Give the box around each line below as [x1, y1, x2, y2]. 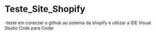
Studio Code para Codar [4, 25, 54, 31]
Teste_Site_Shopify [4, 3, 85, 15]
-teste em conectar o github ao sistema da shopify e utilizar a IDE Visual [4, 20, 152, 26]
